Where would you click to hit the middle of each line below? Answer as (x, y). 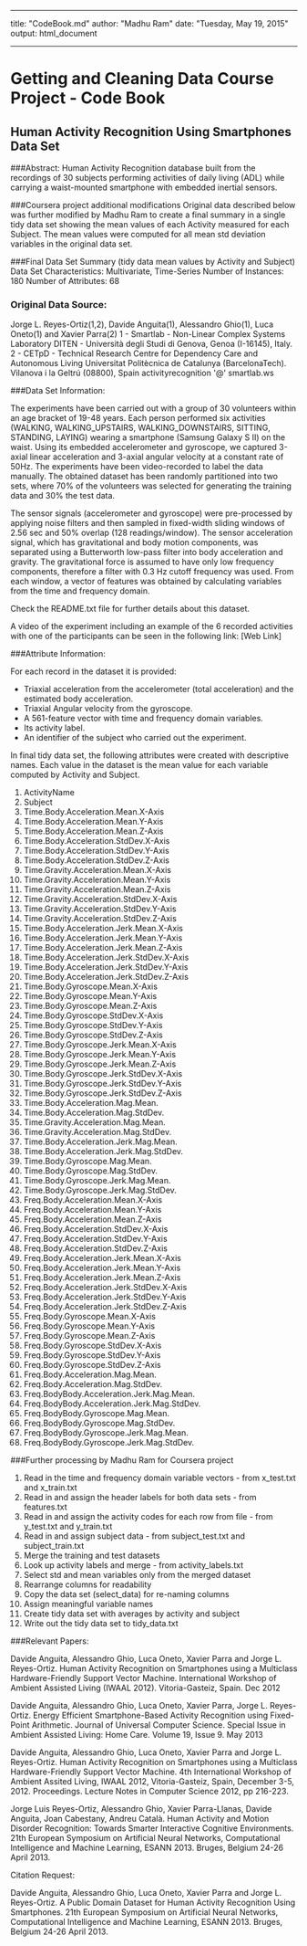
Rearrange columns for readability (87, 1584)
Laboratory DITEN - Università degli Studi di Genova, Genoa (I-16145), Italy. (152, 344)
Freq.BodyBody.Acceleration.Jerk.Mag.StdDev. (112, 1404)
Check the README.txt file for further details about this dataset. (130, 609)
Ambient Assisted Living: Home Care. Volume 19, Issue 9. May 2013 (137, 1735)
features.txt (45, 1507)
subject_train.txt (54, 1546)
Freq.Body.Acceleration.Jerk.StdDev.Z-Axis (105, 1307)
